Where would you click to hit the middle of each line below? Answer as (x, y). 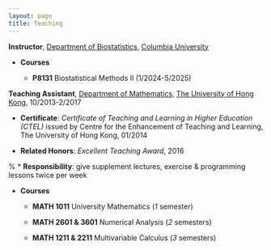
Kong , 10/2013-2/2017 (45, 102)
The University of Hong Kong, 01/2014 (84, 135)
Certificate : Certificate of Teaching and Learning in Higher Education (136, 117)
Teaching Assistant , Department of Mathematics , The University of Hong (131, 93)
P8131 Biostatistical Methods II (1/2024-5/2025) (112, 78)
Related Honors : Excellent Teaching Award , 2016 (102, 150)
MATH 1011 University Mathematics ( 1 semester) (113, 206)
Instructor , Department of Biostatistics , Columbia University (108, 46)
